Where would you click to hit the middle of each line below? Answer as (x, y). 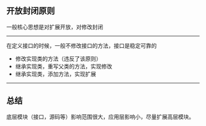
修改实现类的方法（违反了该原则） (58, 58)
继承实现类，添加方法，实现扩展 (55, 74)
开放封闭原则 (31, 11)
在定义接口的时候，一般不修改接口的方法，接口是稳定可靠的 (82, 45)
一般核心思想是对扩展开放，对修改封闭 (55, 27)
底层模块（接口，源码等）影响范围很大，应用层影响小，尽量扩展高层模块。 (100, 117)
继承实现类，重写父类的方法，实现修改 (63, 66)
